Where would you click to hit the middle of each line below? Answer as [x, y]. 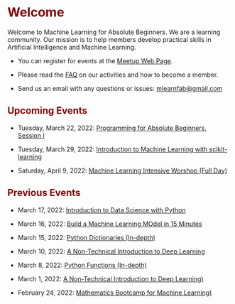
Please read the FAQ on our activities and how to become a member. [118, 75]
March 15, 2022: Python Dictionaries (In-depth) [87, 237]
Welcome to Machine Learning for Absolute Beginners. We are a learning [114, 32]
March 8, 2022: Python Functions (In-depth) [82, 265]
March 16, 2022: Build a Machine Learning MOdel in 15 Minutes [110, 224]
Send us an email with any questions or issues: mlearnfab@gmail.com [120, 88]
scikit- [218, 149]
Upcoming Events [47, 111]
